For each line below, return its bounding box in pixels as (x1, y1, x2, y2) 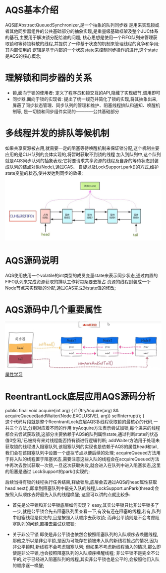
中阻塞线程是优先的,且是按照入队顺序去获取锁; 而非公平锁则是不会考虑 (12, 515, 155, 521)
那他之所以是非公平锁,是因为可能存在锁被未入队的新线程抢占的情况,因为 (12, 538, 159, 544)
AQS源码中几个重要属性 (5, 304, 102, 316)
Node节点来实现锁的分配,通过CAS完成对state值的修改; (5, 285, 116, 291)
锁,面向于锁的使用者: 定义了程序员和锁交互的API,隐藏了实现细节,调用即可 (12, 90, 161, 96)
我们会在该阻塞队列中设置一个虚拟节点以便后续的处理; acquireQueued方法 (5, 450, 157, 456)
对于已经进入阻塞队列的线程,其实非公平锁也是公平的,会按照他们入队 (22, 556, 160, 563)
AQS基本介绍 (5, 4, 58, 16)
